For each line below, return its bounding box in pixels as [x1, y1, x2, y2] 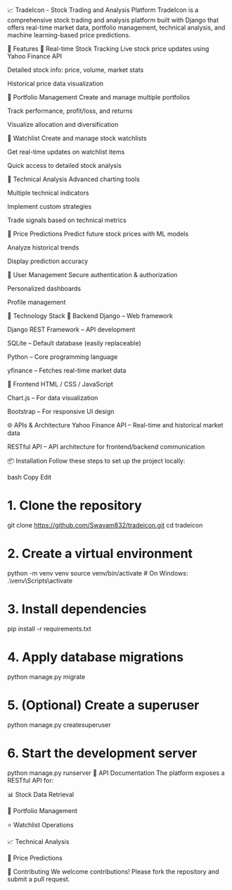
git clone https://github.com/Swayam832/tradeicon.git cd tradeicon [7, 520, 203, 529]
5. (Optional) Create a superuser [7, 697, 200, 713]
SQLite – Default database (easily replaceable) [7, 339, 142, 347]
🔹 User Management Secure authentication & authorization [7, 271, 178, 279]
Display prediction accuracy [7, 257, 89, 265]
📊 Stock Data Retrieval [7, 790, 75, 798]
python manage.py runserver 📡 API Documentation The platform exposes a [7, 768, 225, 777]
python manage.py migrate [7, 672, 86, 681]
